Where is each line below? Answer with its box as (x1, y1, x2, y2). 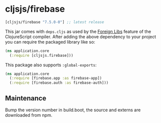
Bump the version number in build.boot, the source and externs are (5, 107, 141, 113)
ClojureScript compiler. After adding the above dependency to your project (5, 33, 156, 40)
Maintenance (5, 94, 47, 102)
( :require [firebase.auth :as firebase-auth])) (9, 80, 109, 85)
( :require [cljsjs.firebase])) (9, 53, 74, 58)
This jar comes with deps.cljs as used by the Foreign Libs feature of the (5, 28, 151, 34)
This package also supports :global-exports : (5, 62, 97, 68)
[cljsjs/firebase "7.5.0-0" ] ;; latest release (5, 20, 105, 25)
